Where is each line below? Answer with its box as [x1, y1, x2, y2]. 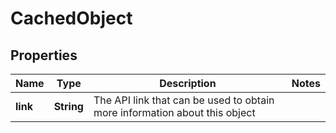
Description [159, 77, 217, 90]
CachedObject [10, 7, 133, 30]
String [53, 100, 84, 113]
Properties [10, 47, 78, 64]
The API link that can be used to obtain [93, 93, 275, 107]
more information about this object [93, 106, 256, 119]
